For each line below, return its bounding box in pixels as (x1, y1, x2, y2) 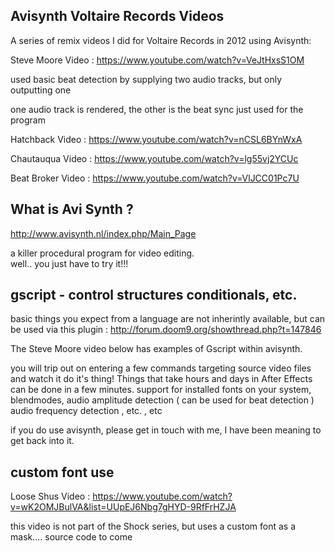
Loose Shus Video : (10, 490, 91, 503)
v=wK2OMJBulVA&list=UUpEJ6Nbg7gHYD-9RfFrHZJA (10, 501, 237, 513)
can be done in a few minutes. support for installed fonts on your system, (10, 384, 312, 396)
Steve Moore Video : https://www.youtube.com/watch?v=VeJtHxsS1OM (10, 54, 305, 66)
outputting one (10, 84, 72, 96)
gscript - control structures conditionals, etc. (10, 287, 298, 304)
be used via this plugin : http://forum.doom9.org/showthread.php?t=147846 (10, 324, 322, 336)
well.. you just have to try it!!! (10, 257, 129, 269)
